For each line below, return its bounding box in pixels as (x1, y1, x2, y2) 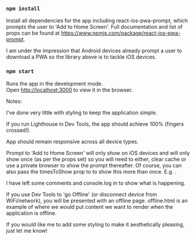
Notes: (6, 97, 22, 104)
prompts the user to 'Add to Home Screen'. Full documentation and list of (6, 23, 183, 31)
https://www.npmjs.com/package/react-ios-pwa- (61, 29, 181, 37)
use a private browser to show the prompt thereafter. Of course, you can (6, 161, 182, 169)
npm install (6, 5, 41, 12)
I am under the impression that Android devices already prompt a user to (6, 47, 182, 55)
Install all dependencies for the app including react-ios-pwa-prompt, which (6, 17, 188, 24)
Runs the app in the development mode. (6, 80, 103, 87)
